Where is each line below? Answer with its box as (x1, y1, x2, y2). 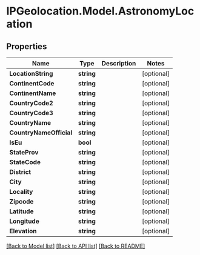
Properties (6, 41, 47, 51)
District (9, 168, 32, 176)
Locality (9, 188, 33, 196)
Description (101, 59, 136, 67)
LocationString (9, 70, 53, 78)
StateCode (9, 158, 41, 166)
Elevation (9, 227, 37, 235)
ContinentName (9, 89, 56, 98)
